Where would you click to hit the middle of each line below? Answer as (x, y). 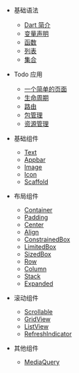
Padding (36, 217)
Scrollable (38, 312)
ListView (36, 327)
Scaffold (36, 182)
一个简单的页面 (45, 89)
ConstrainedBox (47, 239)
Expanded (38, 284)
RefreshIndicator (48, 334)
